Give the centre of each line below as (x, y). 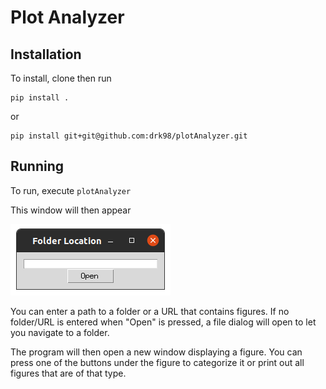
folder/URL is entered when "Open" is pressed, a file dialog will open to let (163, 322)
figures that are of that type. (68, 373)
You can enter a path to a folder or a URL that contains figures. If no (150, 311)
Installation (46, 54)
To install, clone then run (61, 78)
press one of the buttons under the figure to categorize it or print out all (157, 362)
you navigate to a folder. (60, 332)
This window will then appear (71, 210)
